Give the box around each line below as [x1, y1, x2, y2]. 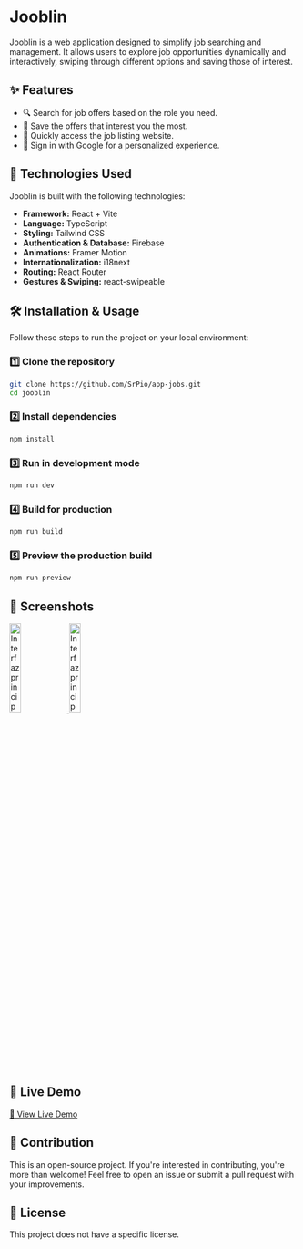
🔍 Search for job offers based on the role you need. [22, 107, 218, 118]
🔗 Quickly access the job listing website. [22, 130, 175, 141]
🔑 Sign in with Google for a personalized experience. [22, 140, 220, 151]
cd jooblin [9, 388, 51, 398]
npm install [9, 434, 55, 443]
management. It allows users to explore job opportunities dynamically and [9, 46, 287, 57]
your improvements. [9, 1179, 85, 1190]
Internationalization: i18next [22, 256, 130, 267]
